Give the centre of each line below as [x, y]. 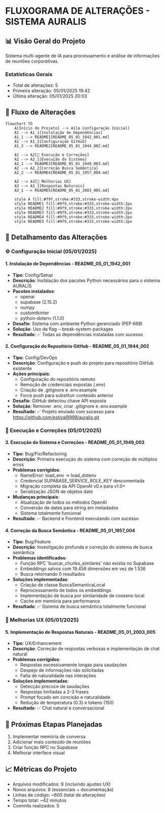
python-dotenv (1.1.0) [42, 318]
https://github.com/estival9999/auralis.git [56, 417]
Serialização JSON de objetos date [56, 491]
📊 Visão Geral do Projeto [45, 41]
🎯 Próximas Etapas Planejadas [54, 724]
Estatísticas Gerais [29, 74]
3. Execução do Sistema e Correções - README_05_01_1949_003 [75, 442]
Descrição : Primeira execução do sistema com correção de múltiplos [85, 459]
